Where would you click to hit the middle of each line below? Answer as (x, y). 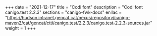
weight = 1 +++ (21, 28)
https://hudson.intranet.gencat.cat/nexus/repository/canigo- (69, 18)
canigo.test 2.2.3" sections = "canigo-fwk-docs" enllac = (64, 12)
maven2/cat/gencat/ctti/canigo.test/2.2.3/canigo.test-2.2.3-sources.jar (78, 23)
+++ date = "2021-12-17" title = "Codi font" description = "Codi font (74, 7)
